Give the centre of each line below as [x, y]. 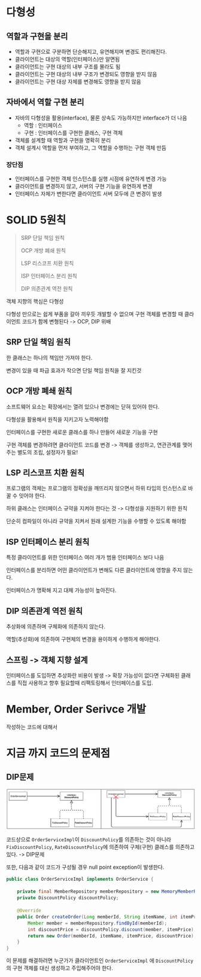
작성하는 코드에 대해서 [32, 726]
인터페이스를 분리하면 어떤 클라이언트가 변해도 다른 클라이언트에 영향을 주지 [94, 570]
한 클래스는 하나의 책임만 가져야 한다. [49, 358]
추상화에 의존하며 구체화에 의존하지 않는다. [56, 627]
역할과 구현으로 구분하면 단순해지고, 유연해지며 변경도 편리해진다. [91, 52]
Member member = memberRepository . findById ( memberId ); [98, 923]
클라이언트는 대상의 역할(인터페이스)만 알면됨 [67, 59]
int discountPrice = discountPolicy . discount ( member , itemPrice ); [112, 929]
